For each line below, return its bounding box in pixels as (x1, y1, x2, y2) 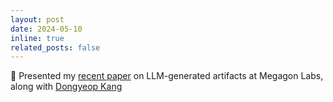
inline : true (10, 33, 65, 43)
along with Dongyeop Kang (10, 81, 123, 93)
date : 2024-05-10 (10, 24, 83, 34)
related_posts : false (10, 42, 101, 53)
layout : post (10, 14, 65, 25)
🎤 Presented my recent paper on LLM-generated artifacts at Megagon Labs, (10, 70, 324, 82)
